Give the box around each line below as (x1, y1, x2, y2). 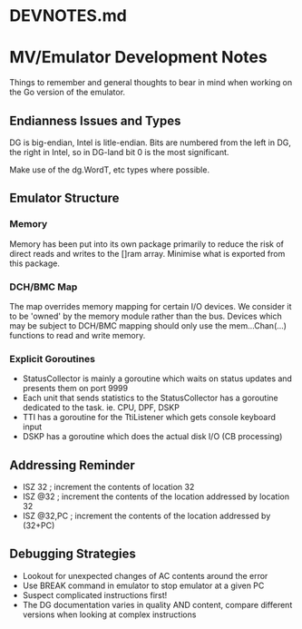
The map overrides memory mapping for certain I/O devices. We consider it (9, 300, 292, 311)
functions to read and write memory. (9, 329, 146, 340)
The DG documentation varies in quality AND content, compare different (22, 599, 293, 610)
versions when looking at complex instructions (22, 609, 197, 620)
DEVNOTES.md (9, 5, 127, 26)
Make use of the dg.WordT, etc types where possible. (9, 164, 210, 175)
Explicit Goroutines (9, 352, 95, 365)
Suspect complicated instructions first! (22, 589, 168, 600)
